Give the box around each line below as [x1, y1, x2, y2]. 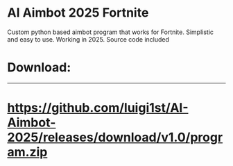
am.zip [7, 144, 48, 160]
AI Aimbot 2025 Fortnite [7, 5, 149, 21]
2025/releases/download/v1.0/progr [7, 130, 223, 145]
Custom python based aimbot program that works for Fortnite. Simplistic [7, 28, 214, 36]
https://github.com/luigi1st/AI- [7, 100, 189, 116]
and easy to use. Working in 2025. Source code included [7, 35, 170, 43]
